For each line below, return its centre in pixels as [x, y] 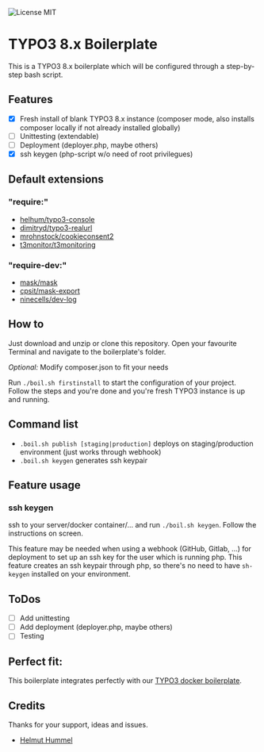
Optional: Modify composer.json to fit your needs [88, 367]
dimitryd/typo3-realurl [56, 228]
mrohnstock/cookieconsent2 [67, 236]
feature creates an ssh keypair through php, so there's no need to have [124, 566]
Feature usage [44, 485]
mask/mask [38, 282]
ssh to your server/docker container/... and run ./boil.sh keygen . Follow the [132, 525]
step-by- [240, 66]
